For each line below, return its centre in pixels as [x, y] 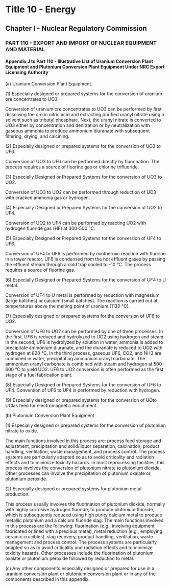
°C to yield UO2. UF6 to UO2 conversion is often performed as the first [89, 369]
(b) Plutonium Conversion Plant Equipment [50, 415]
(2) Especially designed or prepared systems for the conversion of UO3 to [83, 146]
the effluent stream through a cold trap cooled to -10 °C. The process [78, 264]
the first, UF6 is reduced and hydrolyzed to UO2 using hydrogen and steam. [85, 337]
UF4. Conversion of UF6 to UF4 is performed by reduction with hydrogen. [83, 390]
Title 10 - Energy [41, 9]
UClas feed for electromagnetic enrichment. [52, 405]
